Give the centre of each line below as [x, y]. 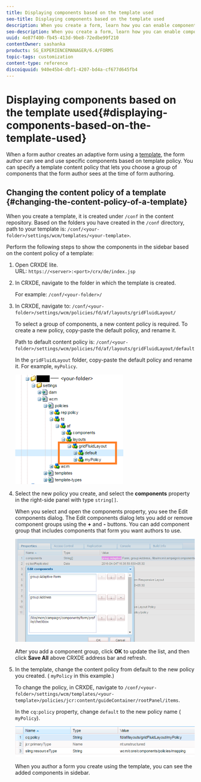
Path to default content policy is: [55, 342]
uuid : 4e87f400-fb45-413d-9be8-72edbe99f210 [63, 38]
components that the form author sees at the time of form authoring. [90, 174]
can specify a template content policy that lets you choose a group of [92, 167]
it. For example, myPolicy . [46, 366]
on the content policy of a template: [50, 253]
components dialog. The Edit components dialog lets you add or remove [104, 518]
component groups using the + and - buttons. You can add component [102, 525]
